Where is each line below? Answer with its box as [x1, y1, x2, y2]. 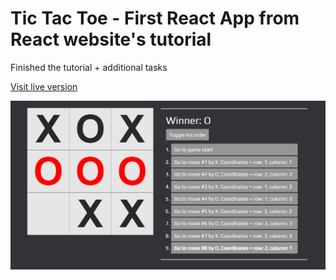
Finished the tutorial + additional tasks [10, 61, 168, 73]
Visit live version [10, 80, 78, 92]
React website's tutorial [10, 28, 212, 51]
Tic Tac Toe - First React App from [10, 7, 300, 30]
